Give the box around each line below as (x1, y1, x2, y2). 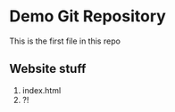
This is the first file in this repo (9, 36, 121, 46)
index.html (21, 84, 62, 95)
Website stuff (9, 61, 87, 76)
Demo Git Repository (9, 6, 167, 27)
